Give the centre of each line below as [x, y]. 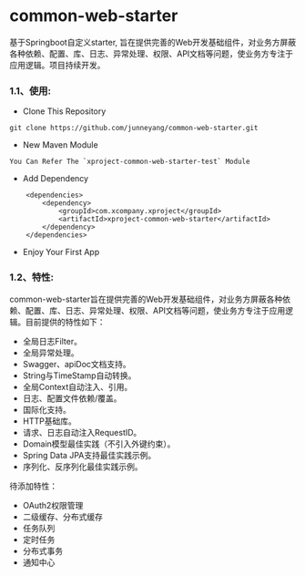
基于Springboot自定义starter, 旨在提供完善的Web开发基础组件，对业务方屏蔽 [153, 42]
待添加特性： [33, 486]
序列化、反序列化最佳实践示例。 [82, 467]
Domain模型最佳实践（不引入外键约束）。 [99, 444]
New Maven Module [60, 145]
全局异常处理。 [51, 353]
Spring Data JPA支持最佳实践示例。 [89, 455]
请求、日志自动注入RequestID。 [82, 432]
